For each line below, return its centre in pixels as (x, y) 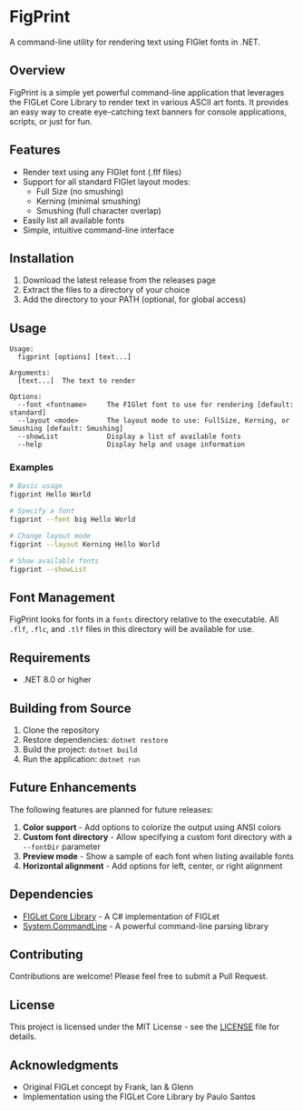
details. (23, 1036)
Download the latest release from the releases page (119, 280)
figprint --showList (49, 569)
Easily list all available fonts (73, 220)
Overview (38, 70)
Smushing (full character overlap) (98, 210)
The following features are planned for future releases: (112, 809)
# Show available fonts (54, 561)
